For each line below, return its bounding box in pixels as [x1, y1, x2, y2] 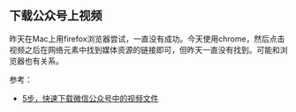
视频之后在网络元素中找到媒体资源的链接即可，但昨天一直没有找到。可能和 [9, 44, 280, 55]
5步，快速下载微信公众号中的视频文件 [21, 93, 159, 103]
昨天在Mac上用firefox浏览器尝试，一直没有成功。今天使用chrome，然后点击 [9, 34, 285, 44]
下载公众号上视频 [9, 8, 102, 24]
